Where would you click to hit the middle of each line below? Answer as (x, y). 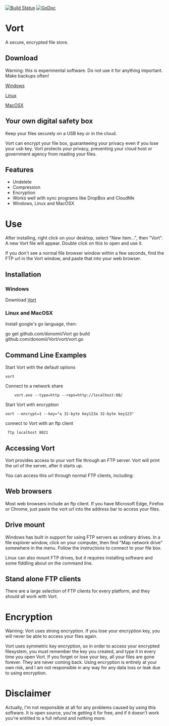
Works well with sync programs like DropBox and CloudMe (73, 198)
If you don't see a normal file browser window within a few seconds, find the (85, 253)
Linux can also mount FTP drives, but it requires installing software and (79, 557)
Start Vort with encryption (32, 405)
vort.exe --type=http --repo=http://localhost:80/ (69, 395)
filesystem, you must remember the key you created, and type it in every (81, 652)
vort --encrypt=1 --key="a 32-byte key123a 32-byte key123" (70, 414)
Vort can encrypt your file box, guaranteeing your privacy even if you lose (82, 143)
